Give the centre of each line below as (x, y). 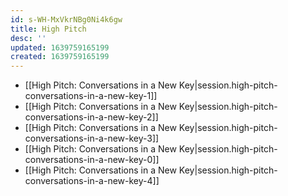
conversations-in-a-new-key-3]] (92, 138)
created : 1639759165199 (60, 57)
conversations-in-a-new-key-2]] (91, 117)
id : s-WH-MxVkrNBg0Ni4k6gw (66, 19)
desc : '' (28, 38)
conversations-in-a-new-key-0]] (92, 160)
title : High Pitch (48, 29)
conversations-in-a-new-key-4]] (92, 181)
